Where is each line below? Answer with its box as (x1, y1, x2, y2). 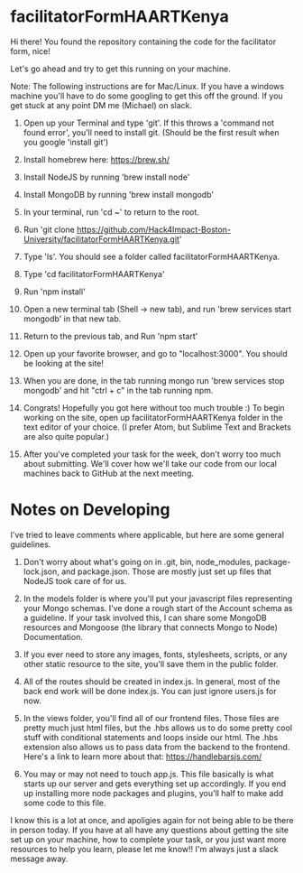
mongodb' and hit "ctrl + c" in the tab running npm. (23, 385, 214, 395)
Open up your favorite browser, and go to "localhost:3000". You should (23, 348, 288, 358)
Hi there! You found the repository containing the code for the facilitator (10, 36, 277, 47)
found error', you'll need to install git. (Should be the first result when (23, 126, 280, 137)
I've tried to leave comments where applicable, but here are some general (10, 529, 285, 540)
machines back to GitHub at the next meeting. (23, 468, 195, 478)
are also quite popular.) (23, 431, 110, 441)
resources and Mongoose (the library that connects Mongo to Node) (23, 621, 278, 633)
